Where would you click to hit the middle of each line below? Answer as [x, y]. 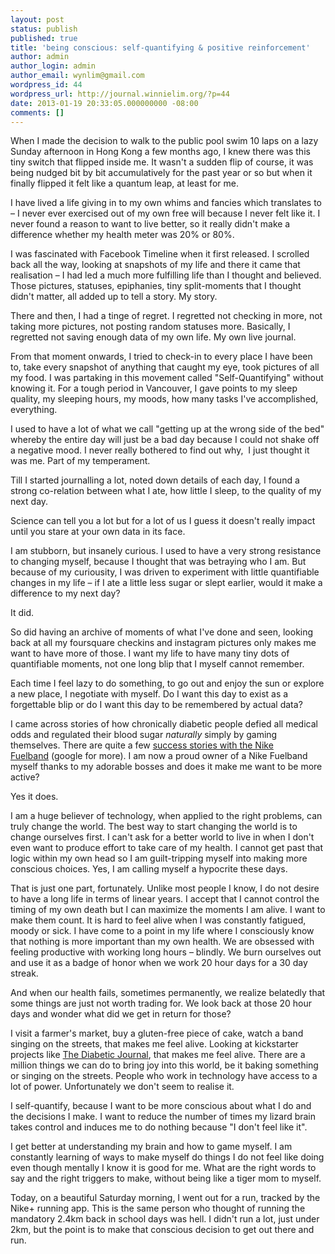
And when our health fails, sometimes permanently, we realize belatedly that [168, 993]
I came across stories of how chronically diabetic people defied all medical [164, 724]
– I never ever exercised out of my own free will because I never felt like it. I [165, 213]
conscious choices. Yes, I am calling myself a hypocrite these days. [149, 869]
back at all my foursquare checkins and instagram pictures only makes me [163, 643]
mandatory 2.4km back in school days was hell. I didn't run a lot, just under [165, 1219]
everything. [34, 410]
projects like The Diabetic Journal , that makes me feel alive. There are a [158, 1055]
